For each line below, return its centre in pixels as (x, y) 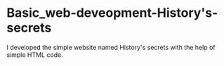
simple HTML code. (35, 55)
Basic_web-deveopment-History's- (112, 13)
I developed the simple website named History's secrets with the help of (111, 47)
